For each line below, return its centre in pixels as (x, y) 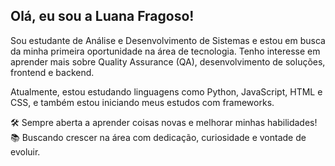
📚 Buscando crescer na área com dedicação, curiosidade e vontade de (158, 137)
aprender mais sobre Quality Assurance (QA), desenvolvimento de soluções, (168, 61)
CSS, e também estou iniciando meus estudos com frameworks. (142, 102)
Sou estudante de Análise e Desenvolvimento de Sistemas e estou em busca (168, 40)
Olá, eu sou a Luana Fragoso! (102, 16)
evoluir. (25, 151)
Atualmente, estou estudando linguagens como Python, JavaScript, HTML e (166, 91)
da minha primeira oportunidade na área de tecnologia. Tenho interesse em (165, 51)
